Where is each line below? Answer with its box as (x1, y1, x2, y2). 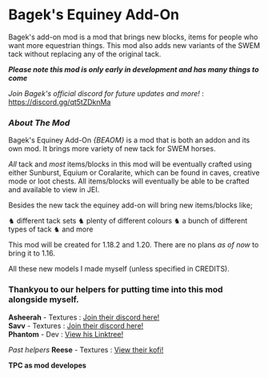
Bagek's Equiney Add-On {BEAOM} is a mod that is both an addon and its (8, 135, 250, 145)
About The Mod (8, 117, 70, 128)
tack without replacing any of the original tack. (8, 49, 162, 58)
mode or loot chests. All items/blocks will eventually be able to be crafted (8, 176, 250, 186)
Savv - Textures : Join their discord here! (8, 320, 144, 330)
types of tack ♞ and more (8, 224, 94, 234)
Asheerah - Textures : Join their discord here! (8, 312, 160, 322)
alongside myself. (8, 294, 79, 305)
